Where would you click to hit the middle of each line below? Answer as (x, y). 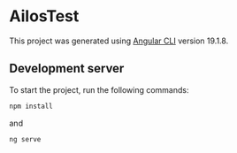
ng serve (25, 139)
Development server (67, 69)
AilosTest (44, 16)
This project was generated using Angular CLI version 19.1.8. (119, 41)
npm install (31, 106)
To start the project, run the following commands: (99, 89)
